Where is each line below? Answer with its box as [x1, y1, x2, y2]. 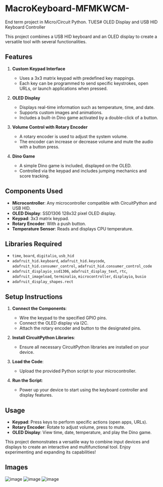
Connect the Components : [12, 306, 67, 312]
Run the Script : [12, 378, 43, 383]
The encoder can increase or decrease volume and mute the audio [19, 139, 153, 144]
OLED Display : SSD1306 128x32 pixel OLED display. [12, 210, 116, 216]
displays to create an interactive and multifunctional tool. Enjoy [5, 444, 131, 450]
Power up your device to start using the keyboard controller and [19, 387, 147, 393]
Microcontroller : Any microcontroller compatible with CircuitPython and [12, 200, 157, 206]
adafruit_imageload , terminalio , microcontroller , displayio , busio [12, 273, 146, 279]
